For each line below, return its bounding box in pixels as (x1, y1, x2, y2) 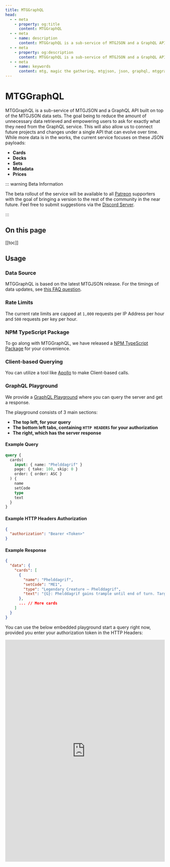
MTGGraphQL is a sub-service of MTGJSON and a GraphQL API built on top (5, 107, 163, 113)
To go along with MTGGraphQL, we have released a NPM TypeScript (5, 340, 148, 346)
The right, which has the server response (12, 430, 101, 436)
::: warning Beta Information (5, 181, 63, 187)
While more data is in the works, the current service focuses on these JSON (5, 134, 163, 140)
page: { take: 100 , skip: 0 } (14, 467, 78, 472)
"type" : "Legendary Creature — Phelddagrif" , (23, 586, 121, 592)
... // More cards (18, 601, 58, 606)
